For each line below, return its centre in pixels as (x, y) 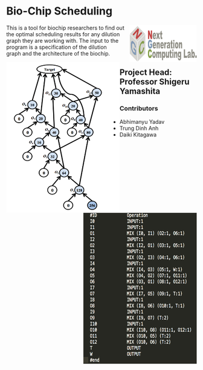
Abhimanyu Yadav (142, 121)
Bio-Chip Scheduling (60, 11)
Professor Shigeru (155, 82)
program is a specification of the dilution (56, 47)
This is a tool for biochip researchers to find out (66, 28)
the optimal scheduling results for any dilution (63, 34)
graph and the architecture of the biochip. (58, 53)
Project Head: (146, 73)
